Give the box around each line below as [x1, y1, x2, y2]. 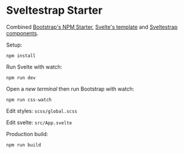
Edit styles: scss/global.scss [6, 107, 77, 114]
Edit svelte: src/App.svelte [6, 119, 73, 126]
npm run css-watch [6, 97, 52, 103]
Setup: [6, 41, 23, 48]
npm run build [6, 141, 42, 148]
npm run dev [6, 75, 36, 81]
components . [6, 29, 39, 36]
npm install [6, 53, 36, 58]
